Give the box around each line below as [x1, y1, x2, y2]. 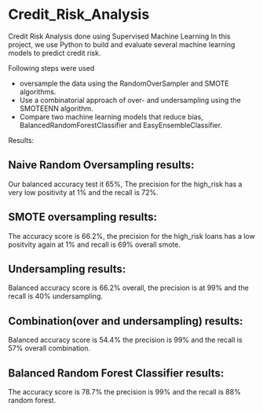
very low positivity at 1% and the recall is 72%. [8, 187, 159, 197]
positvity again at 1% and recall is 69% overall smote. [8, 240, 181, 249]
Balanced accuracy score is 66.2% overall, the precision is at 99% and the [8, 283, 249, 292]
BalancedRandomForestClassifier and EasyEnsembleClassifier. [19, 120, 222, 130]
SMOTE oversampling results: [8, 211, 158, 224]
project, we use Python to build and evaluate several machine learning [8, 39, 236, 49]
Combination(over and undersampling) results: [8, 314, 243, 328]
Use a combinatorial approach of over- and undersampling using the [19, 95, 241, 105]
